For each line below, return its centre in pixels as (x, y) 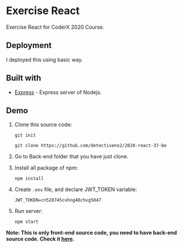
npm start (27, 222)
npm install (29, 179)
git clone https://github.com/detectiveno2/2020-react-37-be (91, 146)
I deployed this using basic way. (44, 59)
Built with (24, 78)
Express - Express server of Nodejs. (58, 92)
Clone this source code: (43, 125)
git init (25, 135)
